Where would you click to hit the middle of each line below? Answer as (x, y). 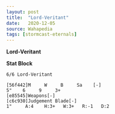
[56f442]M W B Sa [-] (54, 85)
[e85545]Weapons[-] (31, 96)
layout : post (23, 12)
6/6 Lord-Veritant (29, 75)
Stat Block (19, 64)
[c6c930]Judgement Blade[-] (42, 101)
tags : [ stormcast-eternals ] (42, 35)
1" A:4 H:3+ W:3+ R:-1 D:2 (58, 107)
